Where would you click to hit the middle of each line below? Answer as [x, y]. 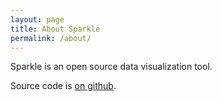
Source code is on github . [63, 86]
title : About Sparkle [55, 29]
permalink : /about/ [51, 38]
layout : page [37, 19]
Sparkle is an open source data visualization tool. [111, 67]
